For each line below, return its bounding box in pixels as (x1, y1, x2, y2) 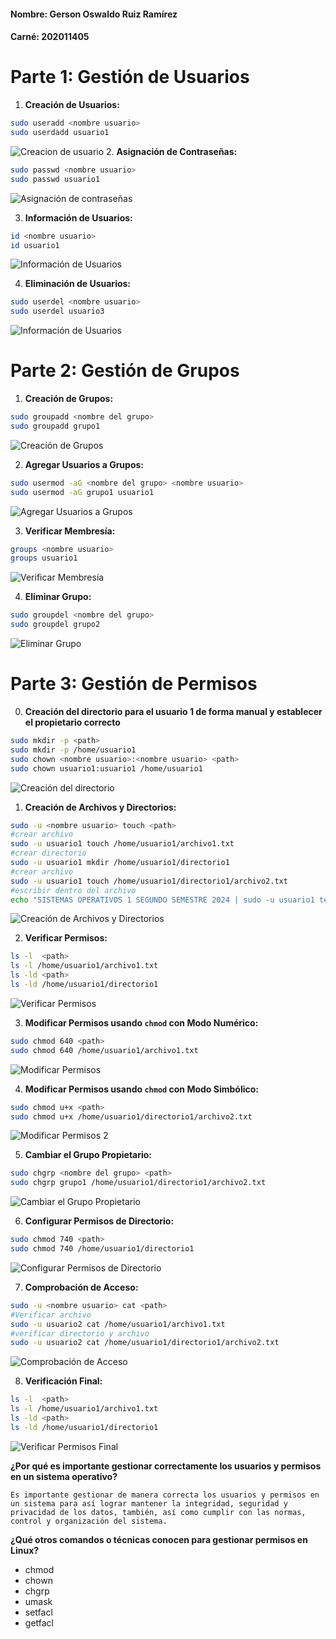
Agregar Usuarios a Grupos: (24, 458, 144, 470)
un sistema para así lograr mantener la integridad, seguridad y (10, 1498, 288, 1509)
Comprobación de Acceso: (24, 1281, 139, 1293)
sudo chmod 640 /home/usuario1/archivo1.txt (10, 1045, 199, 1055)
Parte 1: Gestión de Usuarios (10, 66, 250, 89)
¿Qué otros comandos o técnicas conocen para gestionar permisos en (10, 1533, 308, 1545)
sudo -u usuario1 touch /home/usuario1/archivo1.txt (10, 839, 235, 849)
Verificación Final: (24, 1375, 103, 1387)
